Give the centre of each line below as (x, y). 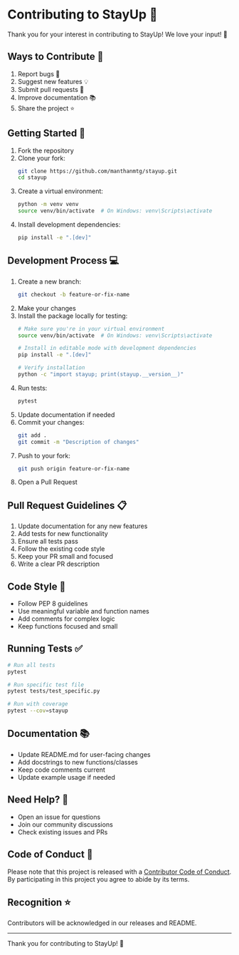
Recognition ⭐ (39, 902)
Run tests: (32, 388)
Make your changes (47, 308)
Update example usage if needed (67, 777)
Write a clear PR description (59, 564)
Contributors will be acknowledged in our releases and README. (102, 923)
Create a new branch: (49, 282)
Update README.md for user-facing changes (84, 754)
